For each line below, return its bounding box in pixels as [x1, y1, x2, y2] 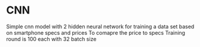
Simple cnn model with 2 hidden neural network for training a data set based [6, 23, 195, 30]
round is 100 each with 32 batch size [6, 35, 97, 42]
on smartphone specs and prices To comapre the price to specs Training [6, 29, 186, 36]
